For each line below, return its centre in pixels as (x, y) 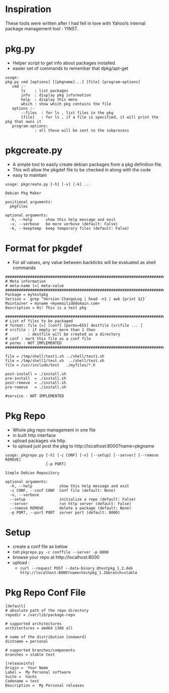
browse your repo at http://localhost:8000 (56, 557)
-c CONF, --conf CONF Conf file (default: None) (63, 490)
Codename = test (22, 681)
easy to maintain (29, 175)
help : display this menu (49, 99)
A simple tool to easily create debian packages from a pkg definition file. (87, 164)
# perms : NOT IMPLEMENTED (33, 343)
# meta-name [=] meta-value (35, 286)
